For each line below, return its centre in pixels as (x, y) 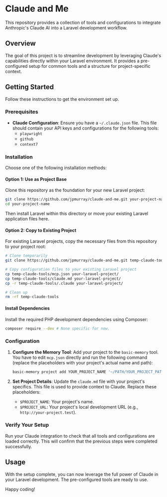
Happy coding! (20, 489)
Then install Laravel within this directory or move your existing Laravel (77, 214)
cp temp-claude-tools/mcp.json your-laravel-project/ (62, 274)
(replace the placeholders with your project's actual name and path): (83, 362)
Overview (21, 44)
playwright (31, 134)
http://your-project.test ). (48, 412)
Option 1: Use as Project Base (36, 179)
